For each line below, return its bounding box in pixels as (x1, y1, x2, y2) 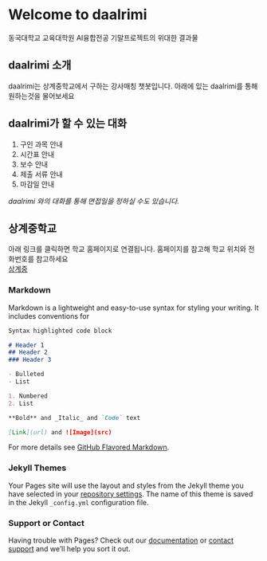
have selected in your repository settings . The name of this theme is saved (8, 488, 253, 499)
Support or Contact (8, 517, 85, 528)
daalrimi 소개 (8, 58, 72, 73)
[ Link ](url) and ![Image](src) (8, 428, 112, 436)
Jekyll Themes (8, 462, 67, 473)
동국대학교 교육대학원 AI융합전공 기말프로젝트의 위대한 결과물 (8, 33, 198, 42)
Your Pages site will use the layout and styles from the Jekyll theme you (8, 481, 245, 490)
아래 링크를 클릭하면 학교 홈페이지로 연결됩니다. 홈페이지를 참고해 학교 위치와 (8, 245, 247, 254)
